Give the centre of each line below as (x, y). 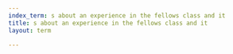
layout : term (30, 30)
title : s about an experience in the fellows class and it (108, 23)
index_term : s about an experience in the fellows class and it (117, 15)
